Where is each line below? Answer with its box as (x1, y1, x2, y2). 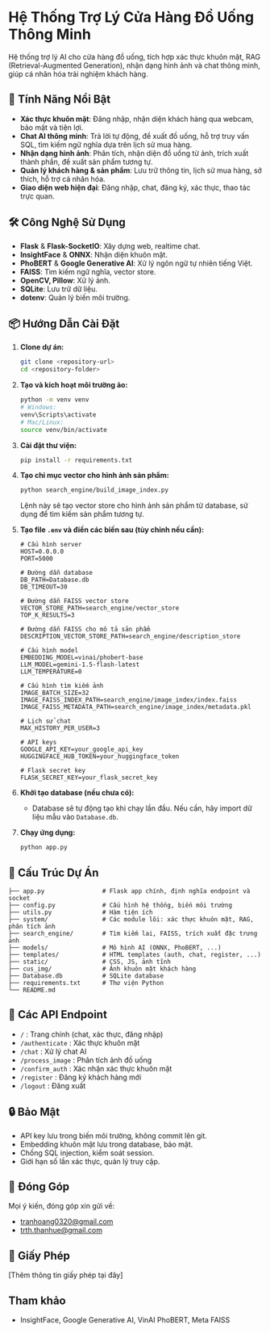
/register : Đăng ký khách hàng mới (19, 1072, 142, 1082)
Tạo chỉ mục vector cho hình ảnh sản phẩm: (19, 471, 169, 480)
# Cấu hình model (19, 647, 79, 655)
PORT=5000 (19, 555, 54, 563)
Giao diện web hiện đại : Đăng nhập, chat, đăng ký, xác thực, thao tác (19, 182, 251, 192)
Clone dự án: (19, 342, 64, 352)
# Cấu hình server (19, 541, 82, 549)
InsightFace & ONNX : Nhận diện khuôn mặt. (19, 249, 168, 259)
